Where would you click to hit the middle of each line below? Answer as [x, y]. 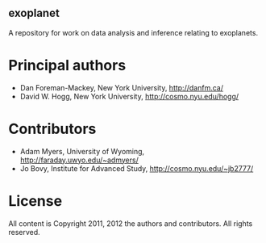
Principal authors [67, 65]
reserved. [24, 232]
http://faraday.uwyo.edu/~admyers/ [79, 160]
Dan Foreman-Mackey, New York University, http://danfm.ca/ [122, 87]
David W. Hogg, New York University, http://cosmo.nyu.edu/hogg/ [129, 96]
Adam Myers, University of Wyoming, [82, 151]
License [35, 201]
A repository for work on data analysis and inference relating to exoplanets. [133, 32]
